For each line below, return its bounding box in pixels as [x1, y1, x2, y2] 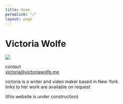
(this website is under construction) [5, 94, 79, 100]
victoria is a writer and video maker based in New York [5, 79, 118, 85]
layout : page [5, 16, 33, 21]
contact [5, 64, 21, 70]
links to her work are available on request [5, 84, 91, 90]
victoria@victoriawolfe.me [5, 69, 59, 75]
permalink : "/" [5, 12, 37, 17]
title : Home [5, 7, 30, 12]
